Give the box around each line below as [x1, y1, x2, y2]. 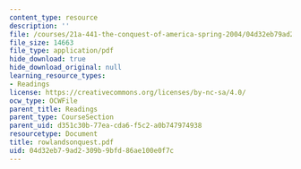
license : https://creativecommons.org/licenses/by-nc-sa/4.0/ [9, 88, 246, 97]
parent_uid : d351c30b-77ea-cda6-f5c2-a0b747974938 [9, 122, 202, 131]
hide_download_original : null [9, 63, 123, 72]
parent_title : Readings [9, 105, 99, 114]
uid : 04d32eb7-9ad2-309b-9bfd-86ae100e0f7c [9, 146, 175, 155]
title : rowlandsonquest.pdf [9, 138, 115, 147]
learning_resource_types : [9, 72, 106, 80]
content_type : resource [9, 13, 99, 22]
